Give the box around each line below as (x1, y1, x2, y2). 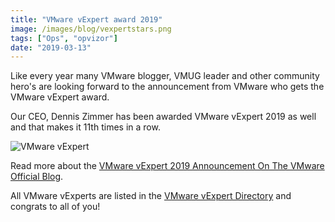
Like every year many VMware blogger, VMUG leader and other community (10, 70, 320, 82)
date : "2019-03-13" (10, 42, 92, 53)
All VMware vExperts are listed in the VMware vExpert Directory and (10, 190, 292, 202)
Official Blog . (10, 171, 64, 183)
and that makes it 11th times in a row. (10, 121, 161, 133)
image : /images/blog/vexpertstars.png (10, 24, 172, 34)
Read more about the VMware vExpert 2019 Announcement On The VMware (10, 160, 325, 172)
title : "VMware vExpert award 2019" (10, 14, 163, 25)
